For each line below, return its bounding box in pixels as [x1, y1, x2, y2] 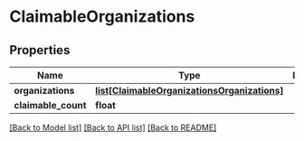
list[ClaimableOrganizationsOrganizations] [94, 84, 284, 97]
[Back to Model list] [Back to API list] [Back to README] [9, 122, 217, 133]
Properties [9, 42, 71, 58]
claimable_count [14, 99, 87, 111]
